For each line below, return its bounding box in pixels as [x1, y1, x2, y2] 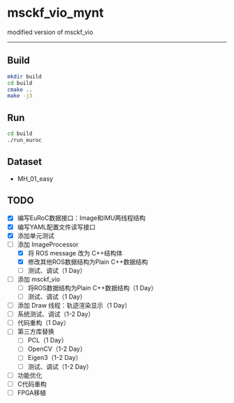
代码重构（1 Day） [17, 319, 70, 327]
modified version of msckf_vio [7, 28, 94, 36]
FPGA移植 [17, 388, 47, 397]
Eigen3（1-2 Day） [27, 354, 82, 362]
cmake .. [7, 86, 33, 93]
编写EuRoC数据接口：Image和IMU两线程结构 [17, 214, 146, 222]
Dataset [7, 156, 42, 168]
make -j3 [7, 93, 33, 100]
